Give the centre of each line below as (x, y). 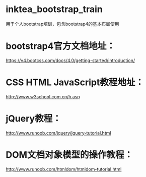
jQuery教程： (34, 119)
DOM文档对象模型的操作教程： (69, 155)
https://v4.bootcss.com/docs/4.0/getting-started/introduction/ (70, 60)
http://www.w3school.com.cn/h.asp (43, 96)
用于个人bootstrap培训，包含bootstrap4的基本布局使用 (62, 24)
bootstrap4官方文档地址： (60, 46)
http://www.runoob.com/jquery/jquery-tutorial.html (58, 133)
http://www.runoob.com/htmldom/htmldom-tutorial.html (64, 169)
